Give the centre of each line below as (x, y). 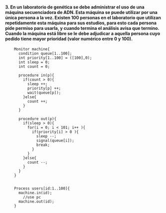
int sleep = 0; (34, 62)
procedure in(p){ (36, 75)
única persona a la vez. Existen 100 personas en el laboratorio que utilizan (83, 17)
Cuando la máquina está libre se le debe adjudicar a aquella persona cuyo (83, 33)
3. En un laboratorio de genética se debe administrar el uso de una (75, 7)
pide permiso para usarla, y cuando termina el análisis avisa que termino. (82, 28)
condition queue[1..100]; (45, 54)
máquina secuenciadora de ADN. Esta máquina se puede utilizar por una (81, 12)
